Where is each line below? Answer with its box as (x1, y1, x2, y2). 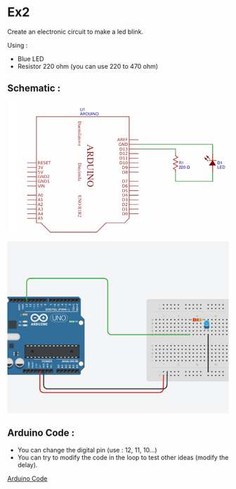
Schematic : (7, 82, 61, 95)
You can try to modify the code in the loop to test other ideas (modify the (17, 453, 229, 462)
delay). (17, 460, 38, 469)
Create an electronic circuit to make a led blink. (7, 27, 144, 36)
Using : (7, 41, 28, 49)
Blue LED (17, 54, 44, 63)
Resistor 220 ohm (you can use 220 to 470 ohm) (17, 62, 159, 70)
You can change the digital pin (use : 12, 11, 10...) (17, 446, 157, 454)
